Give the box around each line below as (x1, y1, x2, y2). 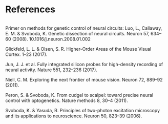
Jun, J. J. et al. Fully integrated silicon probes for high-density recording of (5, 61, 163, 67)
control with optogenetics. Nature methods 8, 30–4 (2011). (5, 97, 128, 104)
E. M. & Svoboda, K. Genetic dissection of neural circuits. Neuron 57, (5, 30, 150, 36)
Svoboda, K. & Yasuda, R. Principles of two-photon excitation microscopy (5, 107, 160, 113)
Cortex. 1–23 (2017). (5, 51, 48, 57)
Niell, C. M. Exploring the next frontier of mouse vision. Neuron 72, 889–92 (5, 76, 163, 82)
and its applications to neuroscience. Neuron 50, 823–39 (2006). (5, 113, 142, 119)
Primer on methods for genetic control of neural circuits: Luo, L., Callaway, (5, 25, 162, 31)
